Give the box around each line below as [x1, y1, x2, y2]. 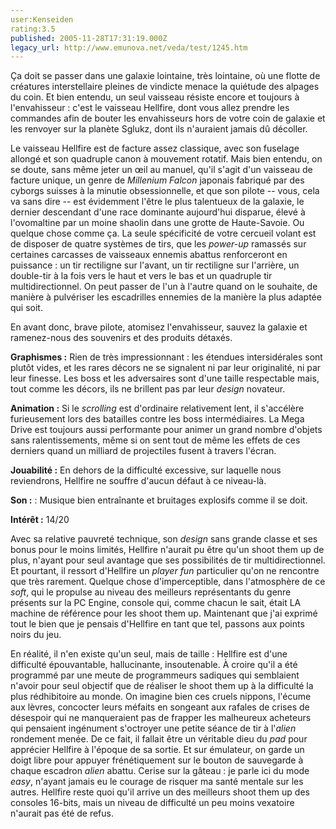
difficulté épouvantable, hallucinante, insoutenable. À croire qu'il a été [10, 659, 298, 671]
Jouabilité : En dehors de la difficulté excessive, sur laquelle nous [10, 464, 282, 476]
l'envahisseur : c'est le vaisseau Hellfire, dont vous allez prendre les [10, 102, 290, 114]
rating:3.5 [10, 24, 56, 34]
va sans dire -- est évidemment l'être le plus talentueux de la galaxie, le [10, 196, 305, 208]
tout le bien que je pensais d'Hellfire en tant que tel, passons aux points [10, 618, 305, 630]
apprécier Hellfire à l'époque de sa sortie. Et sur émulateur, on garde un [10, 744, 305, 756]
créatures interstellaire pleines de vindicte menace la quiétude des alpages [10, 81, 320, 93]
